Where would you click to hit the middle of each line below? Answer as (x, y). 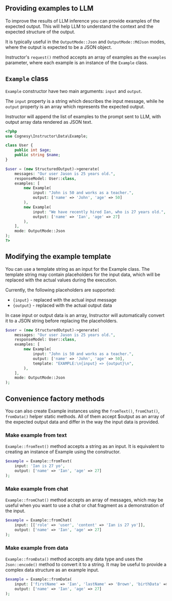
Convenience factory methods (55, 398)
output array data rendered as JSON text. (49, 122)
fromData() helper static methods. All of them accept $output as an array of (85, 416)
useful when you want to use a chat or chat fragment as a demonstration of (85, 505)
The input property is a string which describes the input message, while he (85, 101)
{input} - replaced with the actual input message (64, 299)
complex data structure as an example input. (52, 570)
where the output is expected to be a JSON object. (59, 47)
